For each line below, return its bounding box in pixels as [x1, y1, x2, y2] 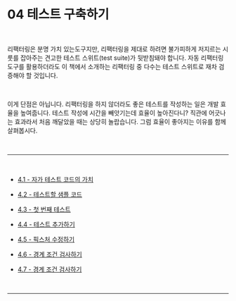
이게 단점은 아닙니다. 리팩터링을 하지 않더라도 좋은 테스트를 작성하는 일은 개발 [7, 99, 219, 108]
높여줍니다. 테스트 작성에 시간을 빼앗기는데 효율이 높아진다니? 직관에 [20, 109, 207, 117]
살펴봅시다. [7, 126, 38, 135]
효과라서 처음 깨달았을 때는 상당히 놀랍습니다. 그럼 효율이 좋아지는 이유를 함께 [14, 117, 227, 125]
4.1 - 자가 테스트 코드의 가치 [17, 175, 93, 183]
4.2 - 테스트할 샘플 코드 [17, 190, 83, 198]
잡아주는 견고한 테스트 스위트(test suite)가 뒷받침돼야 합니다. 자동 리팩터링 [20, 54, 224, 62]
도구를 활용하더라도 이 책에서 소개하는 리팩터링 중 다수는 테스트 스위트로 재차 [7, 62, 218, 70]
